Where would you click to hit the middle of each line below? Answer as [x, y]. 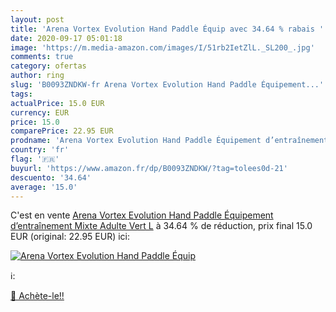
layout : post [37, 19]
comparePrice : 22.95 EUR [62, 131]
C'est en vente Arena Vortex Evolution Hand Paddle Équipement [142, 215]
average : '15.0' [44, 187]
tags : [21, 94]
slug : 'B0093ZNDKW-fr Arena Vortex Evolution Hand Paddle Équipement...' [167, 85]
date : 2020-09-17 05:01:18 [66, 38]
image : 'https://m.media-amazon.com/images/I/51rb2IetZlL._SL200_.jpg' [162, 47]
